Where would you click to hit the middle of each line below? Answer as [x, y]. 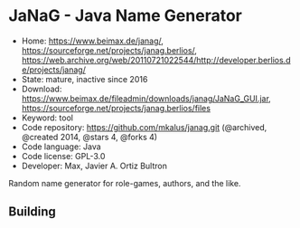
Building [32, 212]
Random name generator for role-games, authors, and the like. [125, 183]
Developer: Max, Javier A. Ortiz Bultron [94, 166]
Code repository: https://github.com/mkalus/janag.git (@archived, [144, 127]
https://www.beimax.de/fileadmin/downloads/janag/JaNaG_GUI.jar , [146, 98]
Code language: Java [61, 147]
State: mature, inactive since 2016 [84, 79]
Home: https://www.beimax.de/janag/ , [93, 41]
